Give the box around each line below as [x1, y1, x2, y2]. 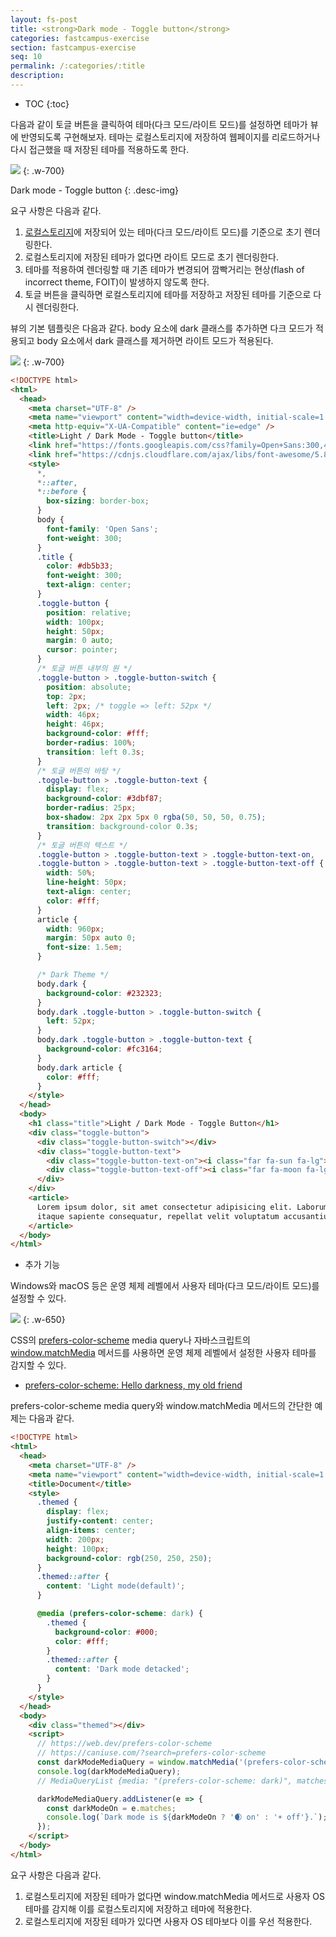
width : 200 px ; [46, 1534, 105, 1545]
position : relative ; [46, 607, 132, 618]
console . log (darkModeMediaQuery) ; [36, 1766, 182, 1776]
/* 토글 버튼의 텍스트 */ [36, 840, 128, 850]
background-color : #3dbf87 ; [46, 794, 163, 804]
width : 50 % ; [46, 868, 97, 878]
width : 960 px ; [46, 924, 105, 934]
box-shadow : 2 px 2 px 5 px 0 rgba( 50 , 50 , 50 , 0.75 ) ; [46, 812, 267, 822]
